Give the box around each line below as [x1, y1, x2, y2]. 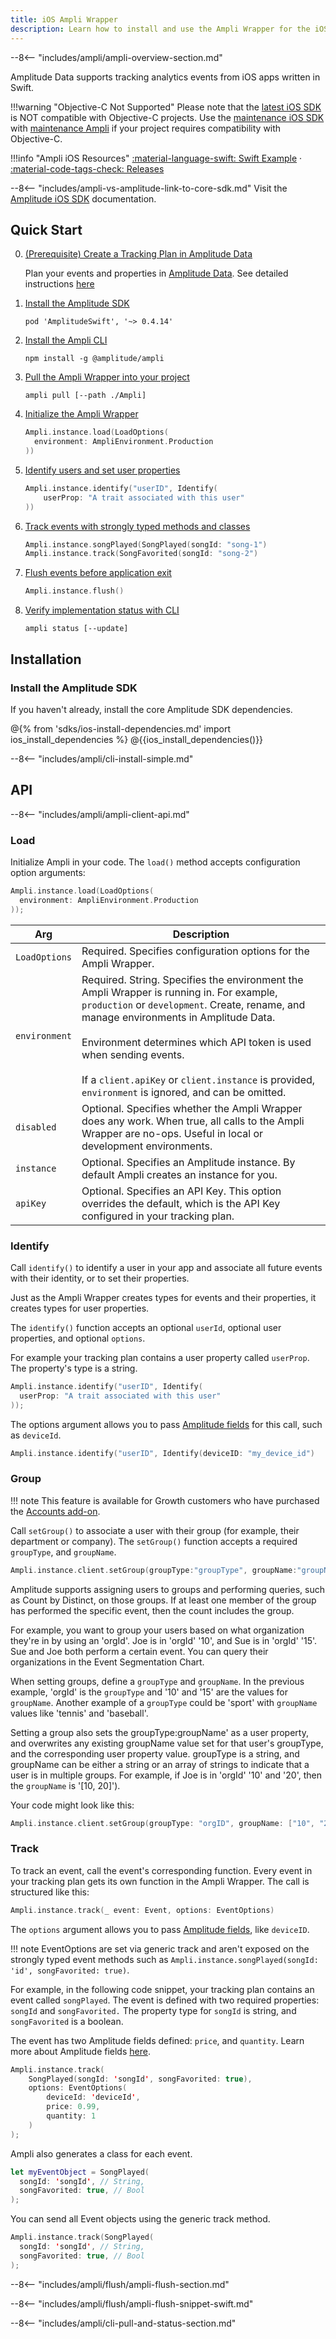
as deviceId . [10, 1429, 62, 1441]
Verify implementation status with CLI [24, 604, 180, 616]
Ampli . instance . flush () [24, 586, 125, 596]
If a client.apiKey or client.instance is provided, [81, 1072, 316, 1086]
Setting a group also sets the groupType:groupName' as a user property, [10, 1726, 309, 1738]
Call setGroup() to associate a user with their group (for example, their [10, 1524, 300, 1536]
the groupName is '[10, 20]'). [10, 1779, 121, 1791]
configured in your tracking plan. [81, 1209, 235, 1223]
